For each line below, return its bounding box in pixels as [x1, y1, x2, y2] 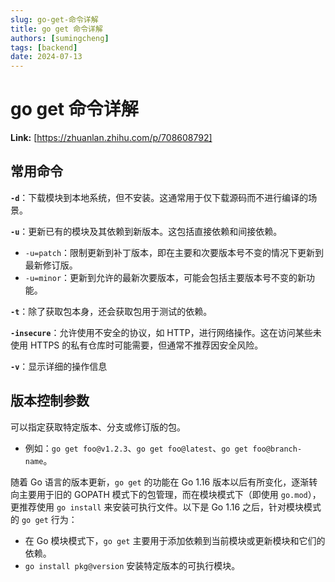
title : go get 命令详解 [10, 24, 103, 34]
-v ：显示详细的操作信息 [10, 360, 108, 372]
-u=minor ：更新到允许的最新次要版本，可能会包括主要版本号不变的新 [24, 271, 307, 283]
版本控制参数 [10, 392, 90, 410]
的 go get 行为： [10, 513, 78, 525]
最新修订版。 [24, 259, 78, 271]
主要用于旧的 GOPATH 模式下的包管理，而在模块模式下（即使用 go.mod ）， [18, 488, 322, 500]
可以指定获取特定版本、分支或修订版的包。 [10, 421, 186, 433]
